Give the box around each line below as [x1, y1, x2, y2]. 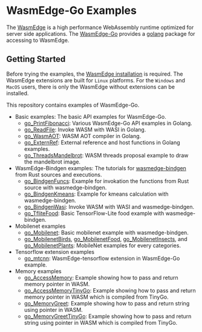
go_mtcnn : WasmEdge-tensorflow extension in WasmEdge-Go [24, 254, 180, 262]
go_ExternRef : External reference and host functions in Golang [24, 139, 180, 146]
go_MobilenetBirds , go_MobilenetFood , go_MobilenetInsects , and [24, 235, 187, 242]
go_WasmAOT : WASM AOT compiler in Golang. [24, 132, 142, 139]
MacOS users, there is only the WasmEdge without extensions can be [6, 83, 175, 90]
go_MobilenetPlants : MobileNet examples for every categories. [24, 242, 181, 249]
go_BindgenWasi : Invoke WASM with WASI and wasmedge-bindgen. [24, 203, 195, 210]
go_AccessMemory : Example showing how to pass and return [24, 274, 178, 281]
